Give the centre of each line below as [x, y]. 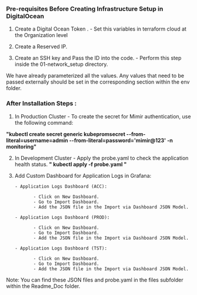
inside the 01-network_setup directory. [61, 64]
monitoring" [21, 147]
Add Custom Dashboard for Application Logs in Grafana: [83, 175]
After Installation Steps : [41, 104]
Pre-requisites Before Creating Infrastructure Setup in [85, 9]
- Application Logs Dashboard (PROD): [62, 217]
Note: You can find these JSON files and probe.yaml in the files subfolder [95, 280]
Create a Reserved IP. [41, 47]
